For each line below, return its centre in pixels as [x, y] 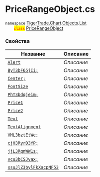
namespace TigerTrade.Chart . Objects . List [46, 23]
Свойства [17, 41]
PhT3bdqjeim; [23, 95]
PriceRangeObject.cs [50, 9]
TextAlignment [24, 127]
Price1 [15, 103]
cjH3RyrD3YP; [23, 143]
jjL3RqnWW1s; [23, 151]
